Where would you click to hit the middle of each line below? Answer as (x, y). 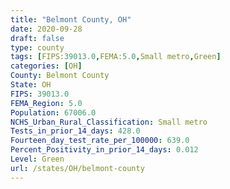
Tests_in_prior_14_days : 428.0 (75, 131)
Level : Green (37, 159)
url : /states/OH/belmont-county (77, 168)
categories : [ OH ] (46, 66)
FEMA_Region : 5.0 (46, 103)
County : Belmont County (60, 76)
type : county (37, 47)
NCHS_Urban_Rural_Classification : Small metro (109, 122)
